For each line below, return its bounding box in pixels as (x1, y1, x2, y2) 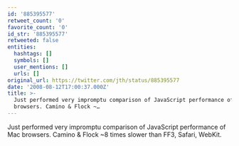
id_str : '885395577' (7, 30, 69, 38)
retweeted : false (7, 37, 59, 44)
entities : (7, 43, 37, 51)
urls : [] (14, 70, 40, 77)
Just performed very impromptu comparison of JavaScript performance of (7, 122, 226, 131)
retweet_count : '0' (7, 17, 65, 24)
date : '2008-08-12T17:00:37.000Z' (7, 83, 110, 90)
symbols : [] (14, 57, 50, 64)
